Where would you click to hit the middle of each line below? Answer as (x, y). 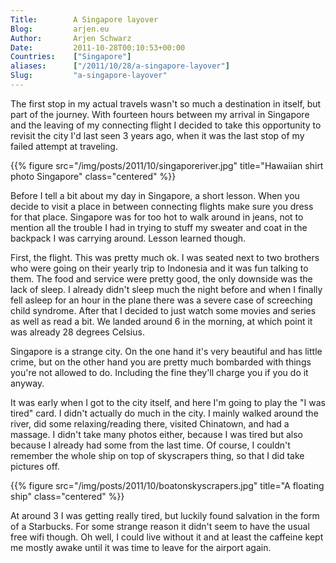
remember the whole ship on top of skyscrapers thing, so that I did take (157, 455)
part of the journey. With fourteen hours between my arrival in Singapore (160, 114)
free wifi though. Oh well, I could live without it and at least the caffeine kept (167, 537)
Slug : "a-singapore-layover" (89, 76)
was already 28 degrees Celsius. (77, 332)
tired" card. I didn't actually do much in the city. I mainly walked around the (164, 413)
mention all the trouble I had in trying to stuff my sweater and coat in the (159, 227)
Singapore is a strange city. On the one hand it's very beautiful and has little (166, 351)
